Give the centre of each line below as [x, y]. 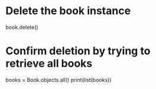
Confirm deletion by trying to [78, 51]
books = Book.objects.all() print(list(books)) [58, 80]
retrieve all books [49, 64]
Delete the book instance [68, 11]
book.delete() [22, 27]
